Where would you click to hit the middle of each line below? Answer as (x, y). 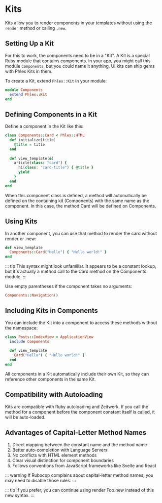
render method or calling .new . (36, 28)
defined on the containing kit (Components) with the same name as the (77, 201)
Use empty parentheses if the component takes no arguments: (69, 286)
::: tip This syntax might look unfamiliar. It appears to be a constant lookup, (81, 266)
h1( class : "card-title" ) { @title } (56, 168)
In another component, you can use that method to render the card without (81, 233)
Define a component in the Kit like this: (44, 126)
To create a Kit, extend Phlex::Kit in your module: (56, 81)
